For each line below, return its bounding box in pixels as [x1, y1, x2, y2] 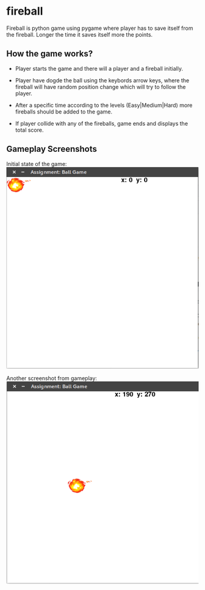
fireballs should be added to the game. [15, 108, 113, 115]
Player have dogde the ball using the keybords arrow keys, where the [15, 76, 190, 84]
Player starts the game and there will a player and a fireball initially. [15, 65, 183, 72]
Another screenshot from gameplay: [6, 374, 98, 382]
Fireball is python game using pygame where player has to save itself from [6, 24, 193, 32]
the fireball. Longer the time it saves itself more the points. [6, 31, 153, 38]
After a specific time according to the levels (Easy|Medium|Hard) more [15, 101, 193, 109]
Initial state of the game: [6, 160, 67, 167]
